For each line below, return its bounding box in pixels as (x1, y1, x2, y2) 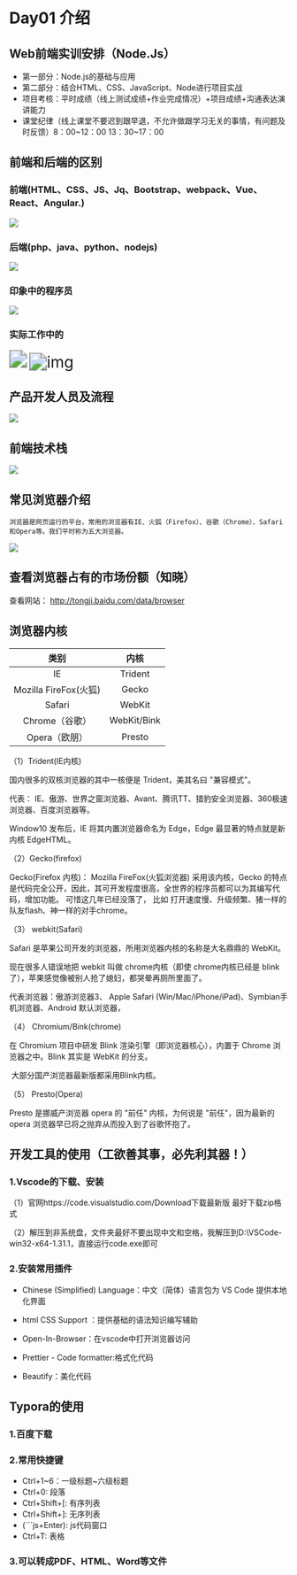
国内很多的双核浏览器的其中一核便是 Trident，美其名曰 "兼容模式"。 (9, 774, 256, 784)
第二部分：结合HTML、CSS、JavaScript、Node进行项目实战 (21, 82, 243, 93)
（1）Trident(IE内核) (9, 755, 82, 766)
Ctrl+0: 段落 (21, 1486, 66, 1497)
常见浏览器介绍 (9, 492, 91, 507)
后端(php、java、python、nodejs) (9, 241, 158, 253)
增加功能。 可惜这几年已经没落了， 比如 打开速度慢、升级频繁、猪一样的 (24, 893, 287, 904)
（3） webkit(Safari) (9, 923, 83, 934)
